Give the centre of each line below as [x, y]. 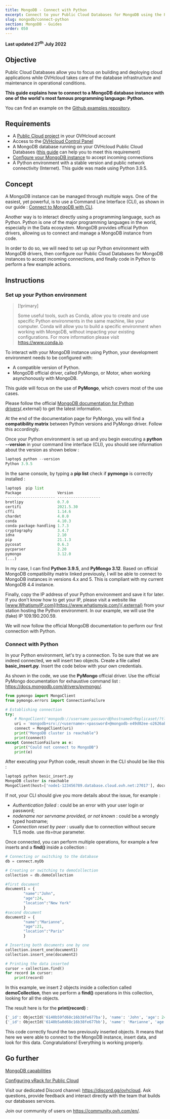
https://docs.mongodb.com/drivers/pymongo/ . [54, 686]
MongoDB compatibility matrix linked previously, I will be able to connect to [83, 574]
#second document [24, 912]
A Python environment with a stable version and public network [79, 163]
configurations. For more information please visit [68, 337]
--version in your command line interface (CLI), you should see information [84, 444]
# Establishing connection [34, 709]
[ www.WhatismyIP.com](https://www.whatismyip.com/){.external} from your [85, 605]
